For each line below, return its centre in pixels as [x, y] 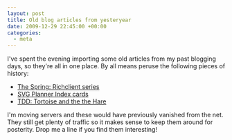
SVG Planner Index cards [53, 94]
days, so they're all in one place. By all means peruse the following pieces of [116, 66]
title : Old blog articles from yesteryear [69, 20]
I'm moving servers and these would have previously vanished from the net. [115, 115]
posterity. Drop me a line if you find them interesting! [82, 130]
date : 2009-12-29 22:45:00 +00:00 [57, 26]
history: [18, 74]
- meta [23, 39]
